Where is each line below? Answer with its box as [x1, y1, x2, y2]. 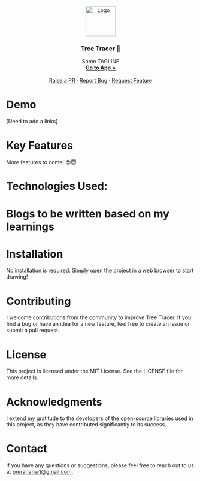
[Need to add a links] [6, 118, 58, 125]
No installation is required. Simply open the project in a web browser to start [6, 267, 194, 274]
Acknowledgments [6, 395, 103, 409]
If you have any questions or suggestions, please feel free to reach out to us [6, 462, 195, 469]
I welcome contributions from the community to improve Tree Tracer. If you [6, 314, 192, 321]
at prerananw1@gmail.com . [6, 468, 74, 476]
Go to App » [86, 64, 116, 71]
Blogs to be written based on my [6, 207, 169, 220]
